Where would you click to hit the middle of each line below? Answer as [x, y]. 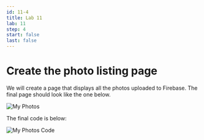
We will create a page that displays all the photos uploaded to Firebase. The [102, 88]
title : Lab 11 [25, 18]
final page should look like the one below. [59, 94]
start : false [23, 35]
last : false [21, 41]
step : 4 [16, 29]
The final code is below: [36, 118]
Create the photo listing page [82, 71]
